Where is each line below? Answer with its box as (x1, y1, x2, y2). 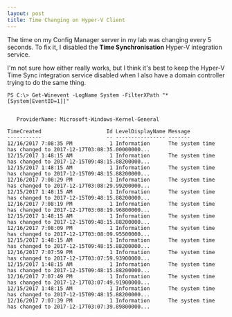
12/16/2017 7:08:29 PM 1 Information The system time (7, 176, 215, 183)
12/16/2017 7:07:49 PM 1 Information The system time (7, 273, 215, 280)
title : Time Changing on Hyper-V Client (7, 17, 126, 23)
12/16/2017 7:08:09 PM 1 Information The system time (7, 224, 215, 231)
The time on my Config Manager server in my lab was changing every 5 (7, 35, 212, 44)
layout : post (7, 10, 45, 17)
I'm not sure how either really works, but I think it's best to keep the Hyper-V (7, 64, 225, 72)
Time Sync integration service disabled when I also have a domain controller (7, 70, 225, 79)
